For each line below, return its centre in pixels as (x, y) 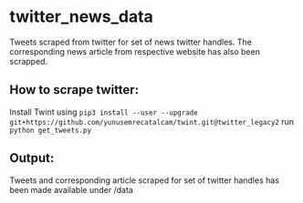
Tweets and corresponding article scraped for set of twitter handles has (145, 180)
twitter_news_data (81, 17)
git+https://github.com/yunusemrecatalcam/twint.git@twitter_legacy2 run (152, 121)
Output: (32, 158)
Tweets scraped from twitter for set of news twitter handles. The (131, 42)
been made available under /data (72, 189)
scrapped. (29, 61)
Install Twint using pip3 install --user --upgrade (104, 112)
